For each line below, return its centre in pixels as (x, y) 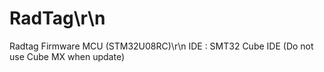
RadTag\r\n (57, 18)
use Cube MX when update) (67, 56)
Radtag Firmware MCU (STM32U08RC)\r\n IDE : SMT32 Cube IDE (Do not (161, 46)
